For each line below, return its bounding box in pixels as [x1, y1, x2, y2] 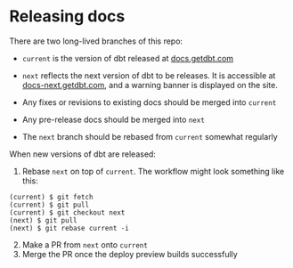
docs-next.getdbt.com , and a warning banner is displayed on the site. [21, 79, 278, 90]
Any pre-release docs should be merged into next [21, 114, 205, 125]
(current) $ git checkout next [9, 207, 126, 217]
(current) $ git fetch [9, 192, 94, 201]
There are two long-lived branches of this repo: [9, 36, 183, 46]
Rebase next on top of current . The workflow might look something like [21, 166, 285, 176]
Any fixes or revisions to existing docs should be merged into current [21, 96, 277, 108]
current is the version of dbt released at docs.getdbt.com [21, 53, 234, 63]
